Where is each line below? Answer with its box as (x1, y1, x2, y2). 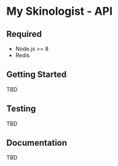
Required (6, 29, 42, 39)
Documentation (6, 138, 68, 148)
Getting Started (6, 69, 67, 80)
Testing (6, 103, 36, 114)
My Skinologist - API (6, 4, 112, 18)
